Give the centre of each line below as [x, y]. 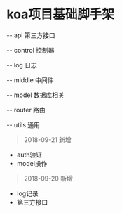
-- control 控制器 [30, 50]
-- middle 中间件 [30, 80]
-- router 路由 [26, 110]
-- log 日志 [22, 65]
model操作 [32, 163]
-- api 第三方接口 [31, 35]
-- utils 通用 [23, 124]
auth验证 [29, 155]
